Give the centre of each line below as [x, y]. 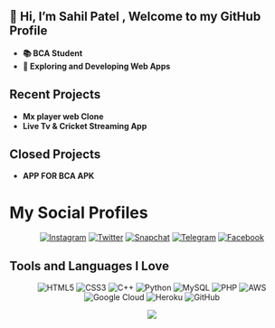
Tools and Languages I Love [90, 266]
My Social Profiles [79, 212]
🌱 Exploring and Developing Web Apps [96, 66]
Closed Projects [55, 155]
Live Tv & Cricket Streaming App [85, 126]
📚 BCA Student [52, 53]
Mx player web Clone [63, 116]
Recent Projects [55, 94]
